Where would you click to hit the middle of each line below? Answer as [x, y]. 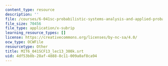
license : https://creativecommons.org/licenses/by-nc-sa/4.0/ [71, 38]
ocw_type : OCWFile [24, 42]
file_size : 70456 [23, 24]
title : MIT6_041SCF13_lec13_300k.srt [44, 51]
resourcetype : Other [27, 47]
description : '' [22, 14]
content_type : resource [30, 10]
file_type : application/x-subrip [40, 28]
